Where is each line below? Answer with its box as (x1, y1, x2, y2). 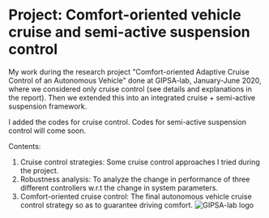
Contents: (8, 141, 41, 151)
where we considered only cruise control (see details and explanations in (8, 83, 253, 94)
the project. (19, 165, 59, 175)
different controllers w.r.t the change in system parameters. (19, 182, 219, 192)
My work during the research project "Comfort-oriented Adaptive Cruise (8, 66, 250, 76)
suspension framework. (8, 101, 88, 111)
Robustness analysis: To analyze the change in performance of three (19, 174, 250, 184)
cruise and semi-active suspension (8, 23, 251, 41)
